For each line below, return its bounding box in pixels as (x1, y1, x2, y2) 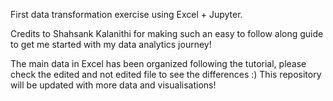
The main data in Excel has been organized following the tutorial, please (10, 58, 307, 69)
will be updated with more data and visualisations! (10, 79, 217, 91)
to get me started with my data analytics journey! (10, 39, 212, 50)
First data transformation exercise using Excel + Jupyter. (10, 9, 243, 20)
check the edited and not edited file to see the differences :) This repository (10, 69, 322, 80)
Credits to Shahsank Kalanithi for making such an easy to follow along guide (10, 28, 324, 39)
